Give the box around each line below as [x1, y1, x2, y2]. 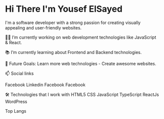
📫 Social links [5, 70, 34, 76]
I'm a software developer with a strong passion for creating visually [5, 20, 141, 25]
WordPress [5, 98, 28, 104]
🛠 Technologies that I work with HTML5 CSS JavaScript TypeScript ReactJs [5, 92, 159, 97]
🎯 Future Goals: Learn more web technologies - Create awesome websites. [5, 60, 157, 67]
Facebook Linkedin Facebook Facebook [5, 82, 86, 88]
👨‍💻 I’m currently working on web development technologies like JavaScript [5, 34, 157, 40]
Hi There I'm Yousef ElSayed [5, 3, 123, 15]
